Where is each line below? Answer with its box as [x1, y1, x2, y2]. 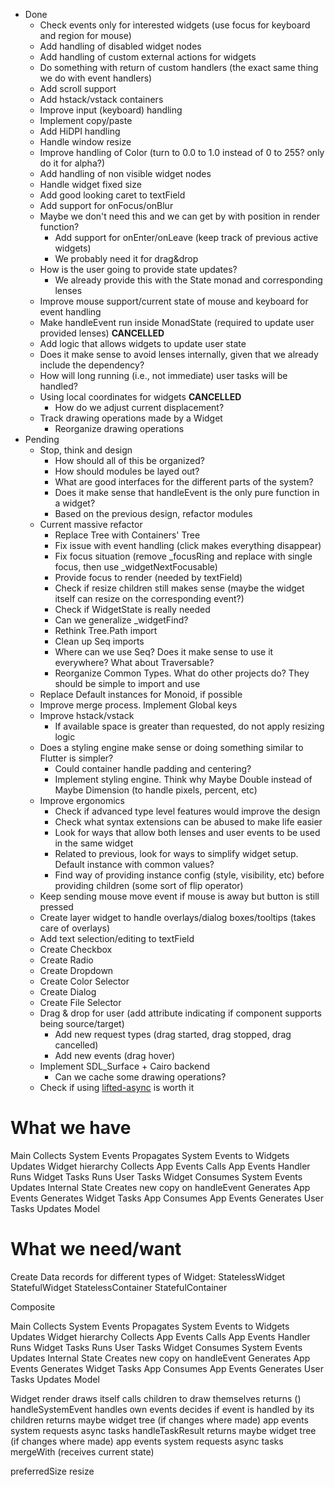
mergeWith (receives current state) [10, 1445, 155, 1458]
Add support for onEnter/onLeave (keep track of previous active [54, 232, 319, 243]
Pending [24, 434, 60, 445]
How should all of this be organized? [54, 455, 205, 466]
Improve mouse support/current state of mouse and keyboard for [39, 295, 309, 307]
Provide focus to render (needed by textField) [54, 572, 243, 583]
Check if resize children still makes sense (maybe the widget [54, 582, 305, 594]
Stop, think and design [39, 444, 133, 456]
